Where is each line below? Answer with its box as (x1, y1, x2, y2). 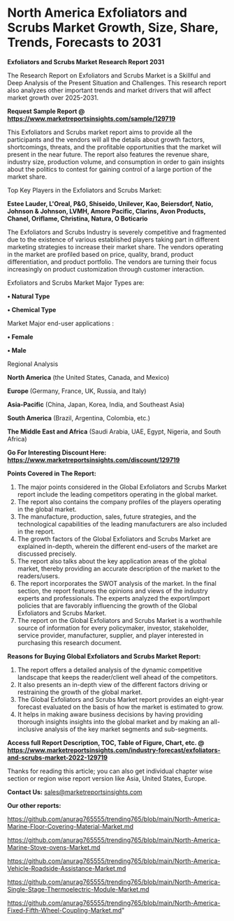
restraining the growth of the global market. (17, 688, 143, 696)
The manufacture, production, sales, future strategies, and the (17, 512, 197, 521)
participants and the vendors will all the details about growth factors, (7, 135, 205, 144)
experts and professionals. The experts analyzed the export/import (17, 594, 210, 602)
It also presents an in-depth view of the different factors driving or (17, 680, 208, 688)
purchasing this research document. (17, 638, 122, 647)
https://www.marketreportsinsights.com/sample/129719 (7, 114, 176, 123)
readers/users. (17, 571, 60, 580)
